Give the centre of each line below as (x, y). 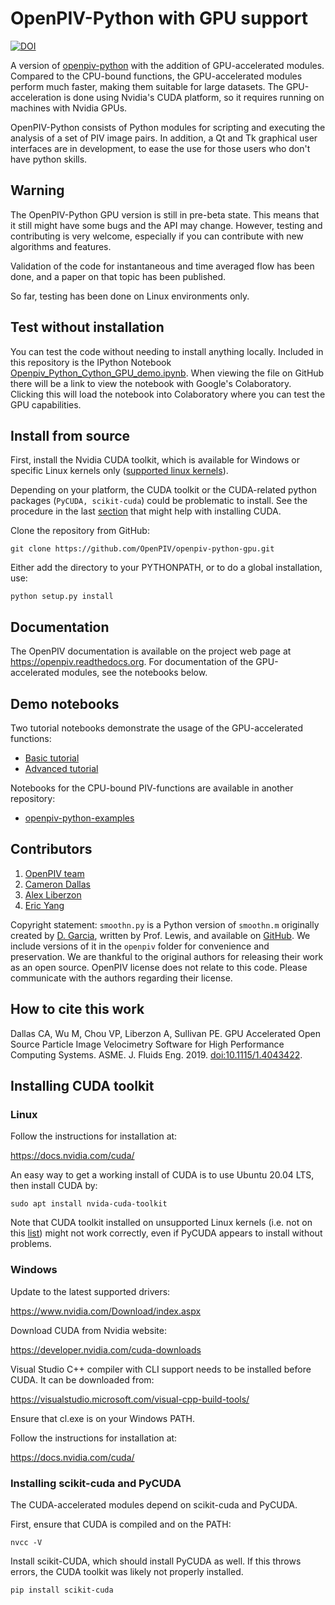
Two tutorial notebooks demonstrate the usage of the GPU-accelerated (157, 728)
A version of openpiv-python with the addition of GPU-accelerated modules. (167, 65)
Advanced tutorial (61, 768)
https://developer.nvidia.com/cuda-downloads (106, 1349)
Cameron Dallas (57, 884)
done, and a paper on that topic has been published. (118, 276)
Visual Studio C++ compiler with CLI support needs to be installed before (161, 1369)
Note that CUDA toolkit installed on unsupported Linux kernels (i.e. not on (161, 1223)
